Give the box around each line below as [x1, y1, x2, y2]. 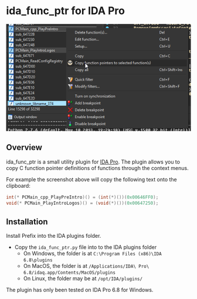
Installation [6, 217, 48, 227]
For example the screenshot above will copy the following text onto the [6, 175, 177, 183]
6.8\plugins [23, 257, 53, 263]
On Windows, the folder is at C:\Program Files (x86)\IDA [23, 250, 162, 257]
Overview [6, 142, 43, 152]
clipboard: [6, 182, 30, 189]
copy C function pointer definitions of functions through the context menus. [6, 164, 189, 171]
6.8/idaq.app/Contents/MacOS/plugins [23, 270, 116, 276]
